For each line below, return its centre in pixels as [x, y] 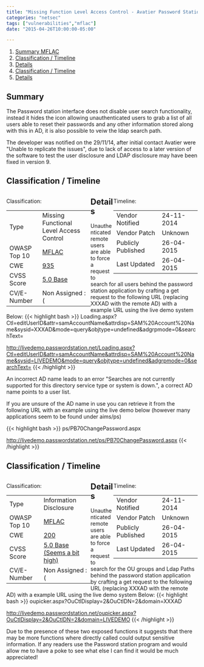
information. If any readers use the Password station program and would [97, 644]
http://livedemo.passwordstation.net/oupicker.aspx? [71, 613]
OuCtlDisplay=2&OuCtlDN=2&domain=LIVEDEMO [68, 619]
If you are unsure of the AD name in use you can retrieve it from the [90, 404]
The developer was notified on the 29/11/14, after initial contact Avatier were [101, 143]
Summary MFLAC [37, 52]
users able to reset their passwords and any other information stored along [100, 124]
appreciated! [22, 657]
